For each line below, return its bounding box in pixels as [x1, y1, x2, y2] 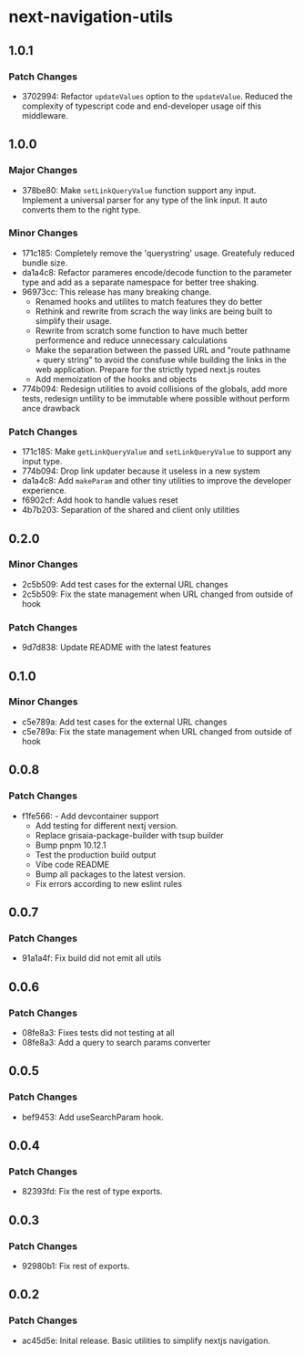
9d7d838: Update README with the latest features [21, 641, 211, 653]
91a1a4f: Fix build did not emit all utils [21, 953, 162, 964]
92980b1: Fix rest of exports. [21, 1260, 130, 1271]
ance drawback [21, 402, 81, 413]
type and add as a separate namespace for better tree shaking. [21, 276, 259, 287]
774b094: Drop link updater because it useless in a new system [21, 465, 261, 476]
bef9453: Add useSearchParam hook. [21, 1111, 165, 1122]
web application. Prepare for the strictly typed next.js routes [35, 363, 261, 375]
